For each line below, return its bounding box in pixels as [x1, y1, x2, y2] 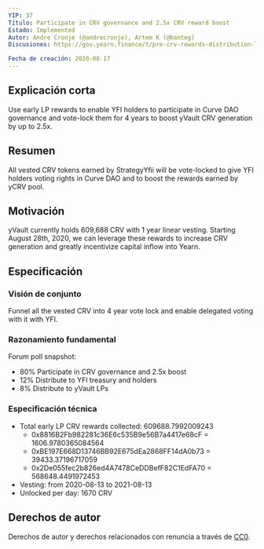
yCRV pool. [8, 181, 45, 191]
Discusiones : [8, 41, 51, 49]
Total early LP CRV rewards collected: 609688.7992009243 [19, 421, 214, 430]
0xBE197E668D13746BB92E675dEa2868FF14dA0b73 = [31, 446, 211, 456]
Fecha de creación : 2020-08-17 [8, 55, 111, 63]
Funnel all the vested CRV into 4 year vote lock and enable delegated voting [8, 306, 254, 316]
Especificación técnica [8, 404, 97, 415]
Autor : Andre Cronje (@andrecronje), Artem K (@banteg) [8, 33, 195, 42]
